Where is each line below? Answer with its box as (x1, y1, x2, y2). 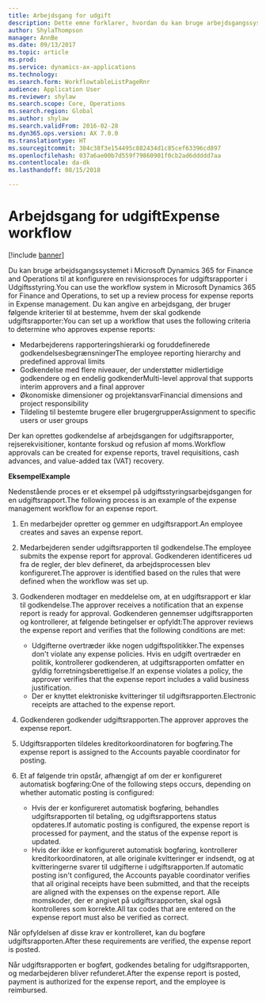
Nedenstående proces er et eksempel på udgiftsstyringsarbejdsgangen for (8, 486, 253, 496)
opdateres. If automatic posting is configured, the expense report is (31, 820, 250, 829)
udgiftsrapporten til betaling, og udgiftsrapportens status (31, 811, 217, 820)
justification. (31, 683, 72, 692)
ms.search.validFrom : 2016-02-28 (8, 122, 119, 130)
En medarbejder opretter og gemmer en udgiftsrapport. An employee (19, 519, 243, 528)
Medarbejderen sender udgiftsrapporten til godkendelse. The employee (19, 542, 252, 552)
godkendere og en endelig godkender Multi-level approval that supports (19, 373, 253, 383)
